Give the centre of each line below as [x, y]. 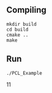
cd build [17, 29]
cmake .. [17, 35]
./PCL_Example [24, 73]
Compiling [27, 10]
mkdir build [21, 24]
